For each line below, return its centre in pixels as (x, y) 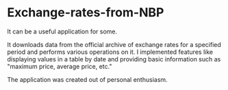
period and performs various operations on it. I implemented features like (110, 52)
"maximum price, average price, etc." (60, 66)
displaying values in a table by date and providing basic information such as (114, 59)
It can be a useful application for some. (62, 31)
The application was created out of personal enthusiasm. (87, 79)
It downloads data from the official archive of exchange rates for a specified (114, 44)
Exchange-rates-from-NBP (86, 13)
